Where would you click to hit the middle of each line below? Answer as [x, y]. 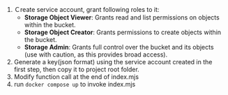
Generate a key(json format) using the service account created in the [113, 62]
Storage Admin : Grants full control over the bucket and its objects [119, 47]
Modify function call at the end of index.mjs [76, 77]
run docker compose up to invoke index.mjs [75, 84]
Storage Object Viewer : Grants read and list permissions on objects [122, 17]
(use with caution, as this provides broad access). [96, 54]
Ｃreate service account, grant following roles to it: [86, 9]
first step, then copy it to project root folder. [76, 69]
